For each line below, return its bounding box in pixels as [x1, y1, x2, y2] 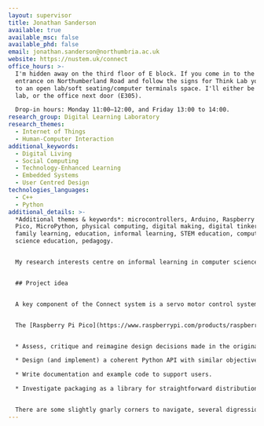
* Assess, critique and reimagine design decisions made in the [15, 342, 230, 350]
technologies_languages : [8, 186, 90, 194]
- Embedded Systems [15, 172, 79, 180]
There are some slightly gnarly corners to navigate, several [15, 406, 223, 413]
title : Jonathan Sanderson [8, 19, 97, 27]
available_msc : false [8, 33, 79, 42]
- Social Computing [15, 157, 79, 165]
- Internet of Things [15, 128, 86, 136]
